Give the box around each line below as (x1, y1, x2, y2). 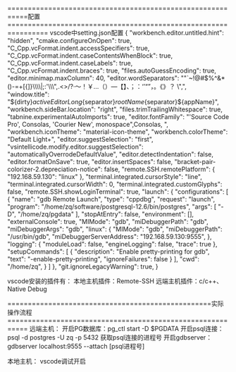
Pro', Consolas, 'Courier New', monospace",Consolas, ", (7, 120, 169, 128)
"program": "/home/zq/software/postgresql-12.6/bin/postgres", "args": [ (7, 202, 217, 211)
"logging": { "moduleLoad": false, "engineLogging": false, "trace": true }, (7, 240, 218, 248)
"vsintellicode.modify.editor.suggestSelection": (7, 142, 144, 151)
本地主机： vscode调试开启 (7, 357, 87, 365)
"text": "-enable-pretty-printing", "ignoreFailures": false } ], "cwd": (7, 255, 199, 263)
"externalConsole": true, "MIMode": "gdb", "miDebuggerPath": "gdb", (7, 218, 209, 225)
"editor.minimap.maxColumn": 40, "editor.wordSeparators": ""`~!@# (7, 74, 205, 82)
